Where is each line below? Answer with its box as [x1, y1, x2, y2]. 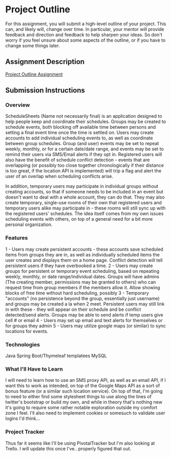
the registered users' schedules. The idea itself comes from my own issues [5, 210, 164, 217]
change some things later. [5, 42, 60, 48]
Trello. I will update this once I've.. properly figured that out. [5, 445, 132, 451]
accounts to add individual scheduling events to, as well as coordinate [5, 135, 153, 141]
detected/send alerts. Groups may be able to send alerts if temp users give [5, 311, 163, 318]
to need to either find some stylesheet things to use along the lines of [5, 394, 152, 400]
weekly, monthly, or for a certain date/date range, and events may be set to [5, 146, 164, 152]
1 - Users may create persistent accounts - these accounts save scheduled [5, 246, 164, 252]
